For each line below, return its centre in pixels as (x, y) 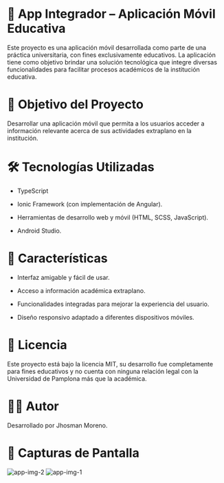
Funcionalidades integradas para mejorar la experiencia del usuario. (113, 304)
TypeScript (33, 191)
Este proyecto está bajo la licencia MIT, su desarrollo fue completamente (110, 364)
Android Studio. (39, 231)
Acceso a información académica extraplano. (81, 290)
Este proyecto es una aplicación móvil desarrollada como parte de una (107, 47)
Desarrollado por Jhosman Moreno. (57, 425)
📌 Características (57, 258)
